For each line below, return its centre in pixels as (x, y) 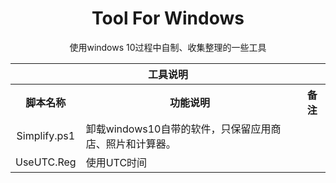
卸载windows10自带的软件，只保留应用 (178, 129)
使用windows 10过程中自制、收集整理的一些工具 (168, 47)
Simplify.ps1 (46, 135)
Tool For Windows (168, 18)
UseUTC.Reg (46, 162)
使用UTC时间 (116, 162)
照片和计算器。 (141, 144)
